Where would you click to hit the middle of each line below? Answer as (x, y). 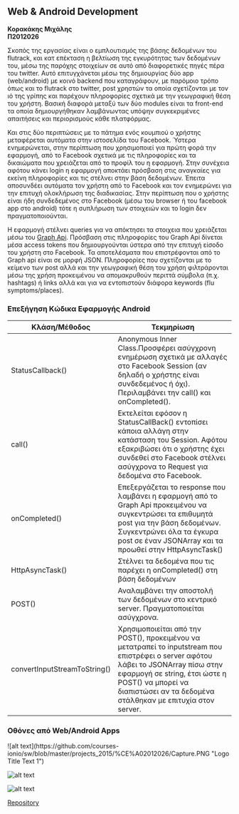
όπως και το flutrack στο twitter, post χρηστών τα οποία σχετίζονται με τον (118, 88)
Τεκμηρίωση (173, 327)
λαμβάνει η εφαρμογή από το (168, 497)
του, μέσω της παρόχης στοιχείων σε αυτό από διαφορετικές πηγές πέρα (116, 65)
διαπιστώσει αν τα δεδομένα (166, 691)
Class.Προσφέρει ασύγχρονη (167, 348)
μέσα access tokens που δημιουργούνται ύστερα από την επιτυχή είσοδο (116, 245)
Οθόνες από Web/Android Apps (64, 731)
